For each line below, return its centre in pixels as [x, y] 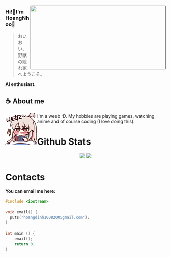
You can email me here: [31, 191]
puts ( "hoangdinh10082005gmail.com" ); [50, 217]
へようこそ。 [31, 74]
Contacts [25, 177]
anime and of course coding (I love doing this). [86, 121]
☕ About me [25, 101]
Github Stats [64, 142]
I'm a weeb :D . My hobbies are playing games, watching [96, 116]
